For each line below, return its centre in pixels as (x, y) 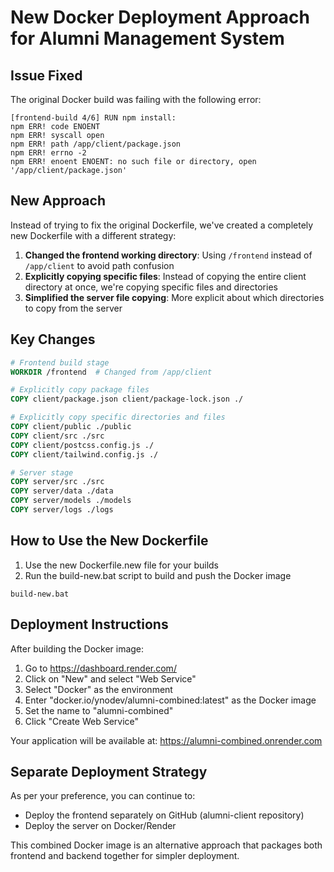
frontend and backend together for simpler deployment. (125, 856)
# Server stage (42, 472)
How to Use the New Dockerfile (109, 541)
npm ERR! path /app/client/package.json (96, 144)
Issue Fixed (46, 75)
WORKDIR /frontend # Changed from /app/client (111, 372)
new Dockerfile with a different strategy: (93, 235)
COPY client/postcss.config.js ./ (82, 445)
